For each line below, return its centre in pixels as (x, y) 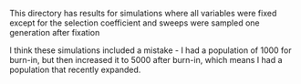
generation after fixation (55, 32)
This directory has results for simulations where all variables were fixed (143, 13)
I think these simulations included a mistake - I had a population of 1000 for (150, 50)
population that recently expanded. (75, 69)
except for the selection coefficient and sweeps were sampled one (135, 23)
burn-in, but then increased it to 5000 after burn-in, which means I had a (146, 60)
